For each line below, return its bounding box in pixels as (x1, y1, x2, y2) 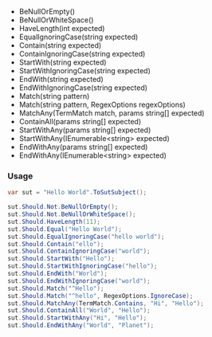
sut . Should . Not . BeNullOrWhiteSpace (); (7, 210, 136, 218)
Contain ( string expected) (18, 41, 102, 50)
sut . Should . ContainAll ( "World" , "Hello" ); (7, 307, 151, 315)
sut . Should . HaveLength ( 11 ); (7, 217, 101, 225)
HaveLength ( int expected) (18, 24, 105, 33)
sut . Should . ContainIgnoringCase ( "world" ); (7, 247, 151, 256)
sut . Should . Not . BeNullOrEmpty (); (7, 203, 119, 211)
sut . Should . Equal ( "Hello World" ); (7, 225, 123, 233)
